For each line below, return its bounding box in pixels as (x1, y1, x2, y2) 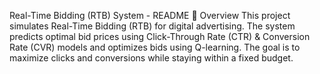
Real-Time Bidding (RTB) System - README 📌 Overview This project (9, 10, 291, 21)
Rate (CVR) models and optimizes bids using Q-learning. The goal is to (9, 41, 301, 53)
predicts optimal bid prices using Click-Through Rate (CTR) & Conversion (9, 31, 311, 42)
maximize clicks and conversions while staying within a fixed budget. (9, 52, 294, 64)
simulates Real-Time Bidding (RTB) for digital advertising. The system (9, 20, 296, 32)
